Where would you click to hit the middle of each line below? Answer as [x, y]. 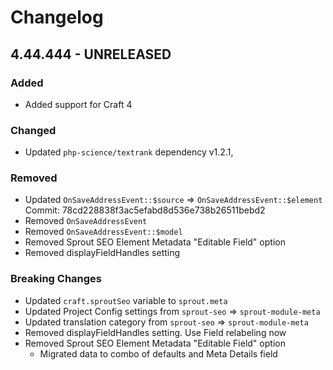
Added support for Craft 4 [78, 104]
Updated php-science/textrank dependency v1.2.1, [129, 152]
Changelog [57, 17]
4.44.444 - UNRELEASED [91, 54]
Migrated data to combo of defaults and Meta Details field [158, 353]
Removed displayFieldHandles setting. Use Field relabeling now [155, 332]
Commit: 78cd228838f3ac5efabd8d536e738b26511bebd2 [145, 210]
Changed [33, 130]
